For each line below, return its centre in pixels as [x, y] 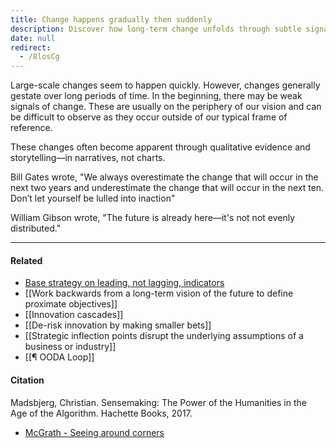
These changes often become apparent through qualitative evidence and [160, 147]
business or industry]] [70, 347]
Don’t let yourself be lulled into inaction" [93, 198]
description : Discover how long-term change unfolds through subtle [156, 29]
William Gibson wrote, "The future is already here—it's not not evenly [153, 218]
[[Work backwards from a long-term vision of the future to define [159, 293]
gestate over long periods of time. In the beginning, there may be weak [156, 96]
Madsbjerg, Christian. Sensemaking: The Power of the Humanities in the [158, 402]
